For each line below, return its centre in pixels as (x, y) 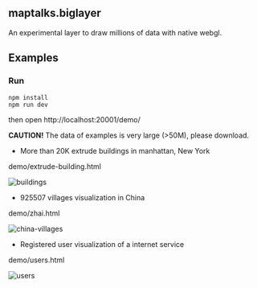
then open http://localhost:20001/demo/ (74, 119)
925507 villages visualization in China (82, 197)
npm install (28, 97)
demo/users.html (37, 260)
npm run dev (28, 105)
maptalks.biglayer (55, 13)
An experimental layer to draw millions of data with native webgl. (115, 32)
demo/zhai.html (34, 213)
